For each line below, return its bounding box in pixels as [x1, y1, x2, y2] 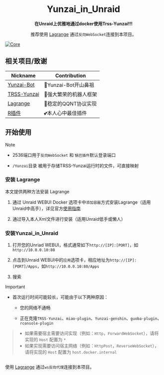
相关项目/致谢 [5, 57, 47, 65]
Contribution [55, 72, 86, 79]
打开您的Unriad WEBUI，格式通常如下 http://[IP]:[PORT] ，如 [12, 242, 139, 248]
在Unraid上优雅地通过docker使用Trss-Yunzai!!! [34, 20, 133, 26]
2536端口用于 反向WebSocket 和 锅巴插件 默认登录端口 [12, 152, 116, 158]
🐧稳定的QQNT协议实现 [44, 100, 97, 107]
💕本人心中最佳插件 [44, 109, 87, 116]
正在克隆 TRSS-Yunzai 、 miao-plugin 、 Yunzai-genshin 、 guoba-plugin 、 [19, 316, 162, 322]
